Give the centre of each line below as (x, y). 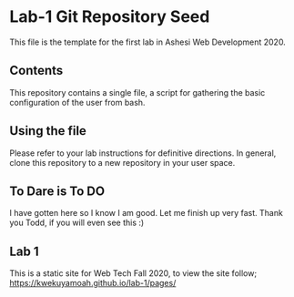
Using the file (48, 131)
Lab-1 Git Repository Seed (110, 17)
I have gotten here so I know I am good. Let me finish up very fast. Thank (147, 213)
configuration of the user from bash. (77, 102)
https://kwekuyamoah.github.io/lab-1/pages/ (93, 283)
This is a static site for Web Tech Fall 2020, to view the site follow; (133, 273)
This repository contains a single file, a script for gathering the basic (137, 92)
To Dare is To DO (57, 191)
